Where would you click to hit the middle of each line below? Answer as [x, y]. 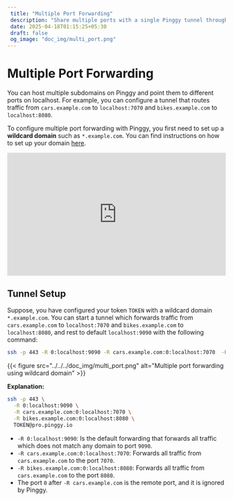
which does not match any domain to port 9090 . [85, 446]
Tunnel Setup [37, 293]
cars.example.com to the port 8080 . [66, 475]
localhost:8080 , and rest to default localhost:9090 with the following [106, 333]
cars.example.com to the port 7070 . [66, 460]
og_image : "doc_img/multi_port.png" [63, 39]
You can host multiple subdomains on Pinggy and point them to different [110, 93]
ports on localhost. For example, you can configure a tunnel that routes [109, 100]
